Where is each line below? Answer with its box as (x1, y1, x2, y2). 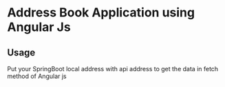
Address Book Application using (7, 5, 195, 21)
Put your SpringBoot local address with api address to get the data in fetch (7, 65, 219, 73)
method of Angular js (7, 72, 67, 80)
